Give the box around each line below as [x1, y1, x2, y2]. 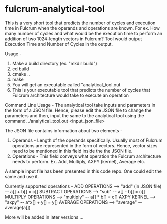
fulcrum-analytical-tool [5, 3, 105, 15]
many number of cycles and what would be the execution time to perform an [5, 30, 163, 36]
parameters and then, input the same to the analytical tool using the [5, 112, 144, 118]
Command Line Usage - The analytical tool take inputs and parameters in [5, 102, 156, 108]
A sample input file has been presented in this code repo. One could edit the [5, 168, 162, 174]
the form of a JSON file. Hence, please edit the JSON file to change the [5, 107, 152, 113]
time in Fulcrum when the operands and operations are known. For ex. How [5, 25, 160, 31]
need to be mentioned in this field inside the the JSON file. [12, 148, 133, 154]
